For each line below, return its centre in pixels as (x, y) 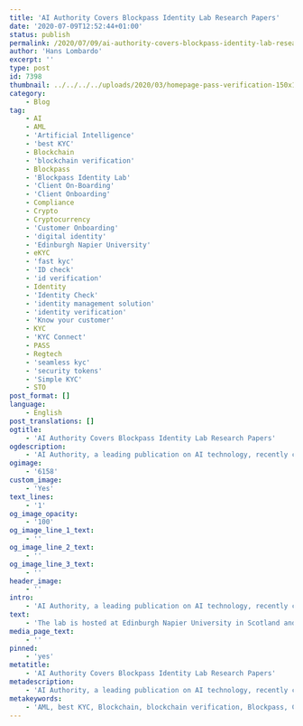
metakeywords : (36, 698)
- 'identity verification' (76, 312)
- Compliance (50, 203)
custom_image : (36, 480)
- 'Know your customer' (70, 321)
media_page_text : (42, 631)
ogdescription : (38, 447)
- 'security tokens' (64, 371)
